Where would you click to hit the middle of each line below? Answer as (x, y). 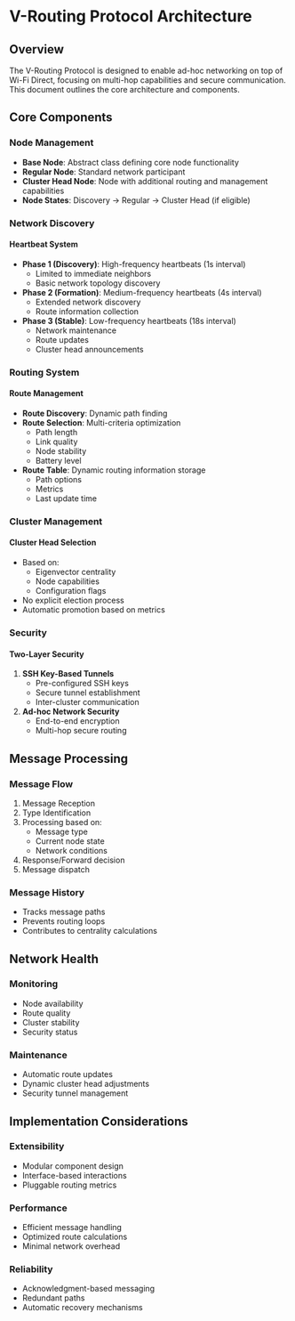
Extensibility (37, 1147)
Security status (50, 1032)
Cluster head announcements (89, 349)
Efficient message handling (72, 1228)
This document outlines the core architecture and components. (124, 89)
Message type (62, 831)
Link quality (56, 442)
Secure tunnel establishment (88, 693)
